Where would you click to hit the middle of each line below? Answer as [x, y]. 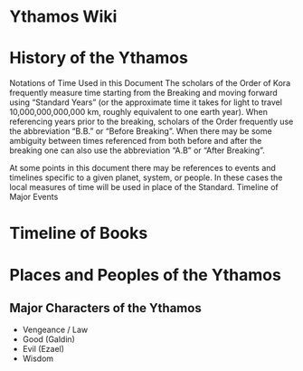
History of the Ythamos [99, 58]
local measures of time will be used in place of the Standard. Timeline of [144, 187]
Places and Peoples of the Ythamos [146, 275]
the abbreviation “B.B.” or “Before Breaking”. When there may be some [141, 131]
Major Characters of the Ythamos [105, 308]
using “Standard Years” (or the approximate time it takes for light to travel [146, 102]
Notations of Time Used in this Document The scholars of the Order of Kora [150, 83]
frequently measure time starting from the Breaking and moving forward [143, 93]
